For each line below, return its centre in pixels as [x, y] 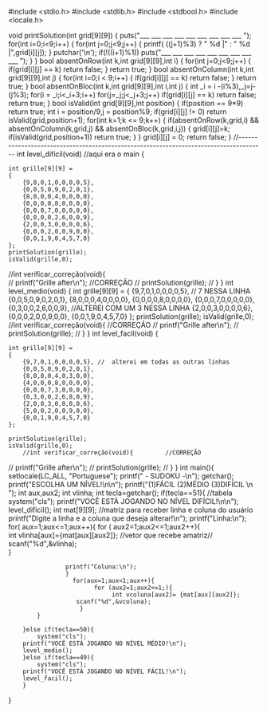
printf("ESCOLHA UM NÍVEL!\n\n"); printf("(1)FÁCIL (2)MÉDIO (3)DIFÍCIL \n [131, 484]
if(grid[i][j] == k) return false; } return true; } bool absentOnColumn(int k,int [131, 69]
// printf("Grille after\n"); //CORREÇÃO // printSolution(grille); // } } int [121, 283]
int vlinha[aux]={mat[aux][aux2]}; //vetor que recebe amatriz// [110, 535]
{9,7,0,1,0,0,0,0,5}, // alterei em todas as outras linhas [126, 362]
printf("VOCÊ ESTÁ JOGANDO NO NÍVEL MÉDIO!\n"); [105, 643]
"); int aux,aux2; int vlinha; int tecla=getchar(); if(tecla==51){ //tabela [120, 493]
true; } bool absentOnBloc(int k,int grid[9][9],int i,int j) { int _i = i [112, 86]
